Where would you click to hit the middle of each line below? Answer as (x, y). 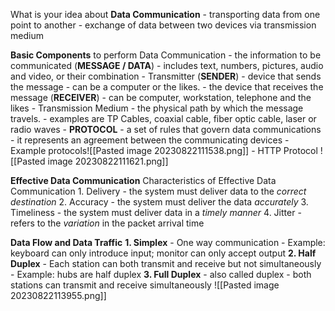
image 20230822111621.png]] (108, 161)
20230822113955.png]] (58, 295)
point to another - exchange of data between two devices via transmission (163, 25)
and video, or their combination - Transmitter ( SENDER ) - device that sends (166, 76)
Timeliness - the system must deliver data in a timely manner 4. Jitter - (156, 212)
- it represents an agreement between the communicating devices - (150, 140)
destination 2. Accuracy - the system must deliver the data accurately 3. (159, 202)
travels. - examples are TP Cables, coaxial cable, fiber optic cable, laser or (163, 118)
